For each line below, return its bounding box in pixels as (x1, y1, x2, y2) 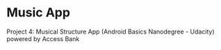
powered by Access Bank (6, 34, 80, 42)
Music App (6, 5, 71, 21)
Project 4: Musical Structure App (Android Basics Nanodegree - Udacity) (6, 27, 215, 36)
